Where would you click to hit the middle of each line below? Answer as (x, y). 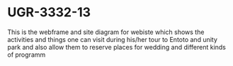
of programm (27, 55)
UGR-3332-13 (49, 12)
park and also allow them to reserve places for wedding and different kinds (117, 47)
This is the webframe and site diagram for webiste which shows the (106, 32)
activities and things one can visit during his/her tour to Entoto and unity (113, 39)
